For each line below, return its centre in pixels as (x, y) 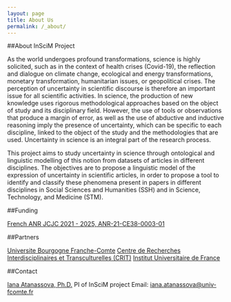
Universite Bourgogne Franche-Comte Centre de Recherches (94, 251)
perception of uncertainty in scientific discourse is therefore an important (111, 89)
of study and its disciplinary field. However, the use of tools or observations (114, 110)
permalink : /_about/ (37, 26)
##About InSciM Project (41, 46)
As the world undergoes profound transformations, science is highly (104, 59)
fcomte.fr (20, 292)
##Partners (23, 237)
